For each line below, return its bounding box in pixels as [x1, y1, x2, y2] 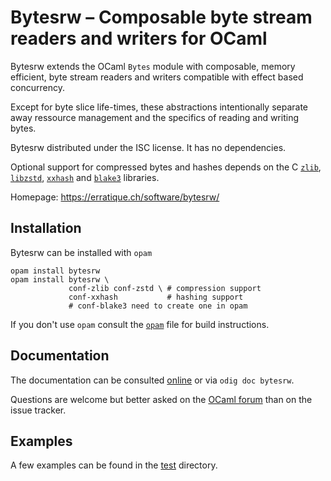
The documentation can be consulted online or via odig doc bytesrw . [10, 374, 295, 386]
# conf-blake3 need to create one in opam [68, 301, 248, 311]
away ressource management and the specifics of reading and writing [10, 111, 299, 123]
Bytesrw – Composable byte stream [10, 6, 313, 29]
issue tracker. [10, 404, 67, 416]
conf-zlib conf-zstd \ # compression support [68, 283, 262, 293]
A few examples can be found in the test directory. [10, 459, 218, 471]
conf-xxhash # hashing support [68, 292, 244, 302]
